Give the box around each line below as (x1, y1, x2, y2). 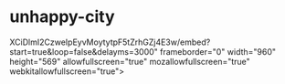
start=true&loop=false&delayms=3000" (9, 46, 158, 57)
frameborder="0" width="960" (159, 46, 277, 57)
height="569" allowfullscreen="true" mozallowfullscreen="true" (9, 56, 251, 67)
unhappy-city (9, 6, 115, 27)
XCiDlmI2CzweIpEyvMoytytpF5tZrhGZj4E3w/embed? (9, 37, 211, 47)
